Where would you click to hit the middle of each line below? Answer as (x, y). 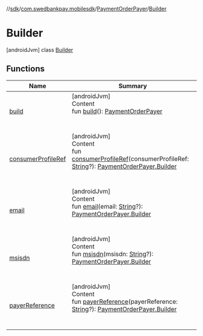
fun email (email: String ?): (107, 206)
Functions (26, 69)
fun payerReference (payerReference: (125, 302)
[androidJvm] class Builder (40, 50)
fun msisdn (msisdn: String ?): (113, 254)
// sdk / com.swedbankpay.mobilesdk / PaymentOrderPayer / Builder (87, 9)
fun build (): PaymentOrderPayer (117, 111)
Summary (133, 86)
